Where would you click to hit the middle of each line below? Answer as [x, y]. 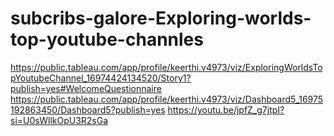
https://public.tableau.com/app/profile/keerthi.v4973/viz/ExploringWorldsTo [166, 67]
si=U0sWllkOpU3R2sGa [59, 120]
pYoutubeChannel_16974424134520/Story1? [101, 78]
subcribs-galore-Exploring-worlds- [161, 18]
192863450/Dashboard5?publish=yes [88, 109]
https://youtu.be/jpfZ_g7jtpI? [226, 109]
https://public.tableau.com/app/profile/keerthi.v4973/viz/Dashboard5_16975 [167, 99]
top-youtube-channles [107, 39]
